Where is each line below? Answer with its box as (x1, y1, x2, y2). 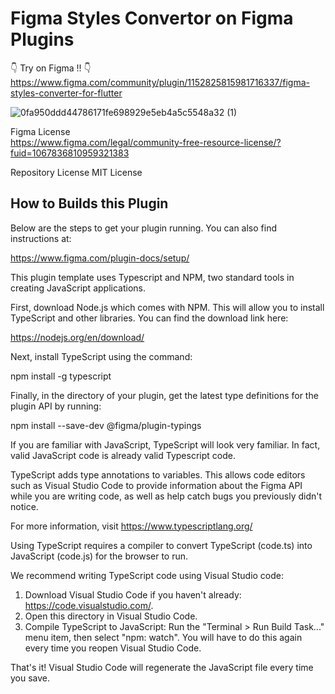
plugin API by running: (10, 400, 102, 412)
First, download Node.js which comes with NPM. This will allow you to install (10, 301, 325, 313)
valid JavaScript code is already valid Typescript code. (10, 449, 236, 461)
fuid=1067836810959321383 (10, 147, 130, 159)
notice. (10, 500, 39, 512)
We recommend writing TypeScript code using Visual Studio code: (10, 569, 285, 581)
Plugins (10, 28, 75, 51)
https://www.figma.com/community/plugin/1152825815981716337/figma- (10, 76, 311, 88)
